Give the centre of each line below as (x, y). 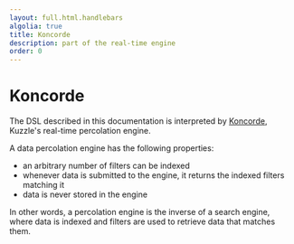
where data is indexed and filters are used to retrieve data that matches (142, 221)
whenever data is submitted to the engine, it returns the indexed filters (153, 175)
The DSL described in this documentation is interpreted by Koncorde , (138, 121)
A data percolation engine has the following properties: (112, 148)
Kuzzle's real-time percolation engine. (80, 131)
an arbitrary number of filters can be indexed (106, 166)
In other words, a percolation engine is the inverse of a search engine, (140, 212)
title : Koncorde (40, 34)
